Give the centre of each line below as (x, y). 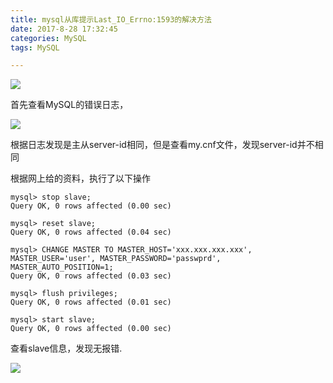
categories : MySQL (48, 38)
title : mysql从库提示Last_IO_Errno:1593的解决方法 (111, 19)
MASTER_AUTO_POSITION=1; (62, 267)
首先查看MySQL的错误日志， (69, 105)
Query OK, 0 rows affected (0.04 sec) (91, 232)
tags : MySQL (35, 47)
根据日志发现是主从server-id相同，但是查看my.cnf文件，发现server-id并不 (162, 145)
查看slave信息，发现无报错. (66, 348)
